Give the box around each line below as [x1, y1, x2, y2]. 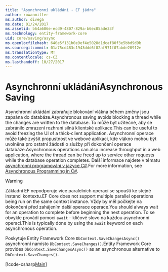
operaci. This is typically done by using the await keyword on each [5, 220, 143, 226]
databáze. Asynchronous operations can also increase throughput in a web [5, 147, 161, 153]
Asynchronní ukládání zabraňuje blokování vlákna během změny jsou [5, 109, 149, 115]
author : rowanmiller [5, 12, 49, 17]
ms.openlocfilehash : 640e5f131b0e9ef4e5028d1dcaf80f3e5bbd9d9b [5, 41, 142, 46]
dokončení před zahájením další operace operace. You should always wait [5, 204, 158, 210]
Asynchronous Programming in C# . [5, 168, 78, 174]
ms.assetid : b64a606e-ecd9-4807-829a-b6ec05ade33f [5, 26, 114, 31]
